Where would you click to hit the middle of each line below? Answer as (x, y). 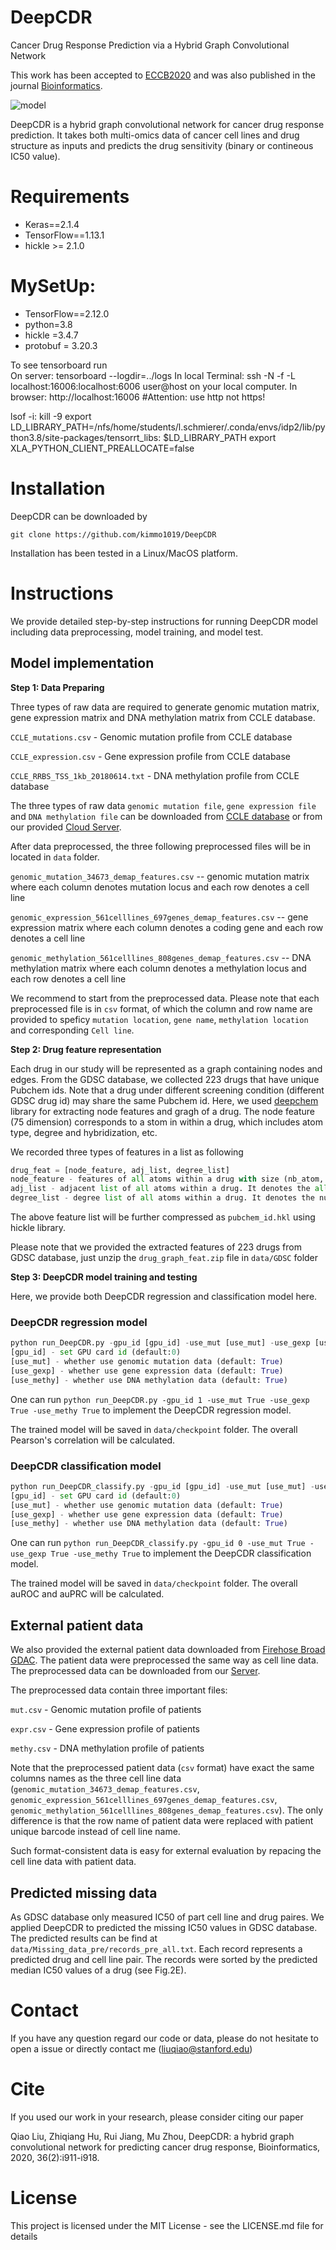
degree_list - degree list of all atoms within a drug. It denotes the (162, 1198)
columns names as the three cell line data (96, 1778)
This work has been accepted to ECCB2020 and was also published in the (163, 75)
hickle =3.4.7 (51, 335)
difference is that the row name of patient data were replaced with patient (162, 1821)
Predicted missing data (84, 1892)
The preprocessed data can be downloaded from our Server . (135, 1671)
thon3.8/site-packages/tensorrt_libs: (86, 437)
